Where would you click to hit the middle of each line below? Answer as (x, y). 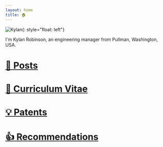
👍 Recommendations (52, 137)
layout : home (19, 10)
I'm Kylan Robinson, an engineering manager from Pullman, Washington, (81, 39)
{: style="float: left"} (44, 29)
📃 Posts (22, 65)
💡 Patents (26, 112)
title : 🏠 (16, 15)
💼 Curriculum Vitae (47, 89)
